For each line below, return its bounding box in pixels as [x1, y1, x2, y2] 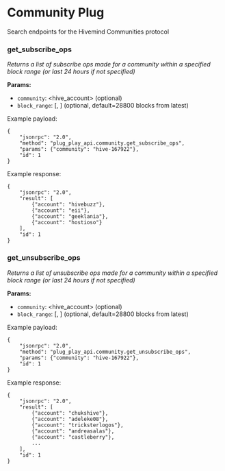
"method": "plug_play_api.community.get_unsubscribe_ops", [19, 348, 191, 355]
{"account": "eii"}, [31, 207, 90, 214]
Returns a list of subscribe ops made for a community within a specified [7, 60, 211, 69]
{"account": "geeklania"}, [31, 213, 109, 220]
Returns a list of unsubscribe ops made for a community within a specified [7, 269, 218, 277]
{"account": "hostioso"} [31, 219, 103, 226]
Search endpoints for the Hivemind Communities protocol [7, 27, 170, 36]
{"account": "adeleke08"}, [31, 415, 109, 422]
